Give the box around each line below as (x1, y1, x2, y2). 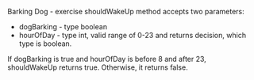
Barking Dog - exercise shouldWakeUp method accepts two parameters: (7, 7, 245, 16)
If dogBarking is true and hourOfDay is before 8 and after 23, (7, 55, 207, 63)
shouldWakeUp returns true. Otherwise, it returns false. (7, 63, 188, 72)
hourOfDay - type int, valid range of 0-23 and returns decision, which (18, 31, 247, 40)
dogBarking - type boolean (18, 22, 108, 31)
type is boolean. (18, 39, 72, 48)
